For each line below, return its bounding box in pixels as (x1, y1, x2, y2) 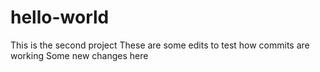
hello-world (10, 6, 110, 29)
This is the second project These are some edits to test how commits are (10, 39, 310, 51)
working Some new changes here (10, 49, 149, 61)
